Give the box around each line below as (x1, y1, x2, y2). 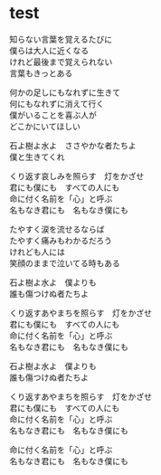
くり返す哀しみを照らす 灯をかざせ (9, 170, 145, 181)
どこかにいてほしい (9, 120, 81, 131)
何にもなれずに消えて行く (9, 98, 105, 109)
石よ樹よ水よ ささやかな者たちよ (9, 139, 137, 151)
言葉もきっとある (9, 67, 73, 79)
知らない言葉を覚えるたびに (9, 33, 113, 44)
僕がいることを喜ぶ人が (9, 109, 97, 120)
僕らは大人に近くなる (9, 44, 89, 56)
